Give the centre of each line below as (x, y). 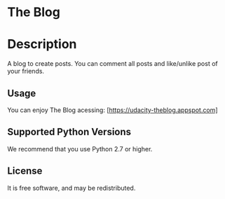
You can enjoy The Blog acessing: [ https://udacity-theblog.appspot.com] (112, 110)
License (25, 171)
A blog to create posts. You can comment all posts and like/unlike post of (113, 64)
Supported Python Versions (69, 132)
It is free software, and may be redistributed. (71, 188)
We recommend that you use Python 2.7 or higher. (80, 149)
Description (42, 44)
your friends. (26, 71)
